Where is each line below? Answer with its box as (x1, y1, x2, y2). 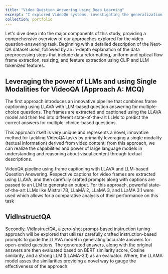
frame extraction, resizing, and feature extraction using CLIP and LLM (5, 57, 149, 63)
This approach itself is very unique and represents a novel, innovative (5, 129, 149, 136)
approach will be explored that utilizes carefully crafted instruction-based (5, 231, 157, 237)
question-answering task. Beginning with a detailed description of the (5, 41, 149, 47)
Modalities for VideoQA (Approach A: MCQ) (5, 85, 144, 94)
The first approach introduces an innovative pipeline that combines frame (5, 99, 157, 105)
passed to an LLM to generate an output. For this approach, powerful (5, 182, 148, 188)
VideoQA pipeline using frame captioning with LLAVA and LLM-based (5, 166, 149, 172)
